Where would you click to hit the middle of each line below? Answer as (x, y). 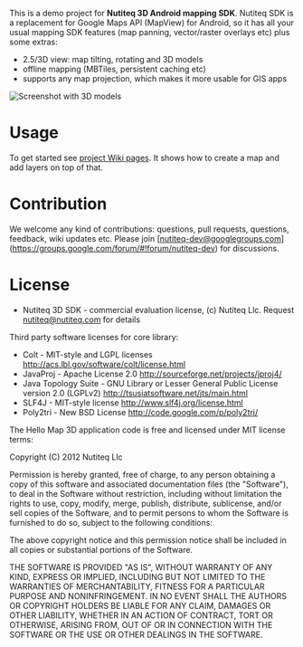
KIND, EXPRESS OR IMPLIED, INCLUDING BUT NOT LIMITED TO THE (137, 576)
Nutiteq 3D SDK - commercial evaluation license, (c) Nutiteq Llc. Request (158, 309)
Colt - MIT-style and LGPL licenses (87, 354)
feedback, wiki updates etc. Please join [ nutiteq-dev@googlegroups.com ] (147, 238)
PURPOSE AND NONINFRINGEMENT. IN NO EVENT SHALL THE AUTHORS (148, 595)
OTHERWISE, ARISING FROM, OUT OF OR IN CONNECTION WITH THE (141, 624)
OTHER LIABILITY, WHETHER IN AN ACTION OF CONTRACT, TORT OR (141, 615)
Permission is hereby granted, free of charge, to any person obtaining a (142, 474)
